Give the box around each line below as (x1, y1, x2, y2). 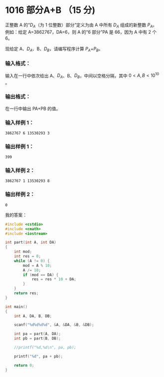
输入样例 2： (5, 167, 35, 174)
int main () (5, 304, 28, 309)
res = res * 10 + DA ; (31, 277, 77, 282)
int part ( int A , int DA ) (5, 240, 56, 245)
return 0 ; (14, 363, 35, 368)
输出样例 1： (5, 143, 34, 150)
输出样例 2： (5, 191, 35, 198)
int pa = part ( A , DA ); (14, 331, 61, 336)
